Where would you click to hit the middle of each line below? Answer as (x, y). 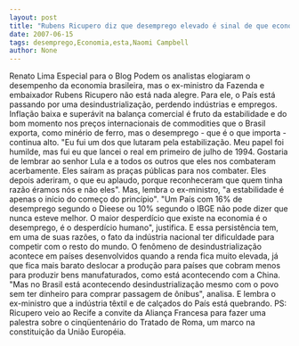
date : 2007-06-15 (41, 34)
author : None (33, 51)
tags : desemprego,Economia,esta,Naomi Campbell (99, 42)
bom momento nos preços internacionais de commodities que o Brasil (137, 124)
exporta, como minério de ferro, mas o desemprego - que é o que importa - (148, 133)
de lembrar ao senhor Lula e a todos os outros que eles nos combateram (142, 161)
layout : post (33, 17)
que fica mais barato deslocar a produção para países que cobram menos (145, 266)
